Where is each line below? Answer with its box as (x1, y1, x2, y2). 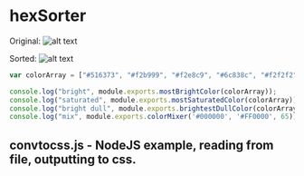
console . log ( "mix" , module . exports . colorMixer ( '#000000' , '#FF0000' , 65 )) (9, 112, 298, 122)
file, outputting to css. (9, 152, 138, 167)
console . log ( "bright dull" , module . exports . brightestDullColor (9, 103, 253, 113)
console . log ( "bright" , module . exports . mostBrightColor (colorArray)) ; (9, 87, 278, 96)
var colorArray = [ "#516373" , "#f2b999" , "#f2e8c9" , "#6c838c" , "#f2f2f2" (9, 70, 298, 80)
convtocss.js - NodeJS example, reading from (9, 137, 274, 152)
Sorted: (9, 53, 38, 64)
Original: (9, 35, 42, 46)
